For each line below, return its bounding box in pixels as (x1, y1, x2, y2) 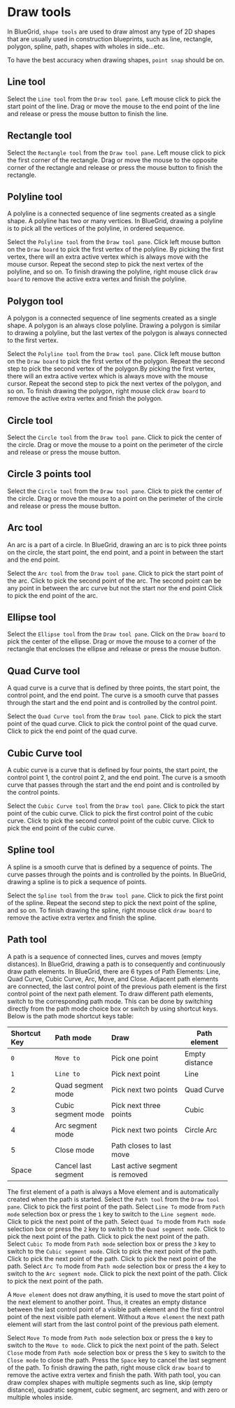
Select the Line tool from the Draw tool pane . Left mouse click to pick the (7, 94, 222, 103)
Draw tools (7, 4, 71, 20)
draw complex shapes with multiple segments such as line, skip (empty (7, 1378, 213, 1386)
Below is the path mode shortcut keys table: (7, 1011, 134, 1020)
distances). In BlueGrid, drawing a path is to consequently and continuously (7, 960, 226, 968)
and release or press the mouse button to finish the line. (7, 109, 169, 118)
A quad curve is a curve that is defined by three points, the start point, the (7, 683, 220, 692)
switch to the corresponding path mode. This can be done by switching (7, 997, 213, 1005)
